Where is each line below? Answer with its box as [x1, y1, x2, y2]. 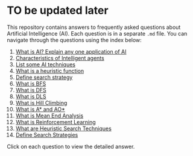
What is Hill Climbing [15, 99, 68, 106]
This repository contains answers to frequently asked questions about [7, 23, 181, 31]
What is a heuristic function [15, 67, 84, 74]
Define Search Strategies [15, 131, 78, 139]
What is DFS [15, 86, 47, 93]
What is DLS [15, 93, 46, 100]
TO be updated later [7, 4, 109, 17]
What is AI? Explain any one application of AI [15, 48, 127, 55]
